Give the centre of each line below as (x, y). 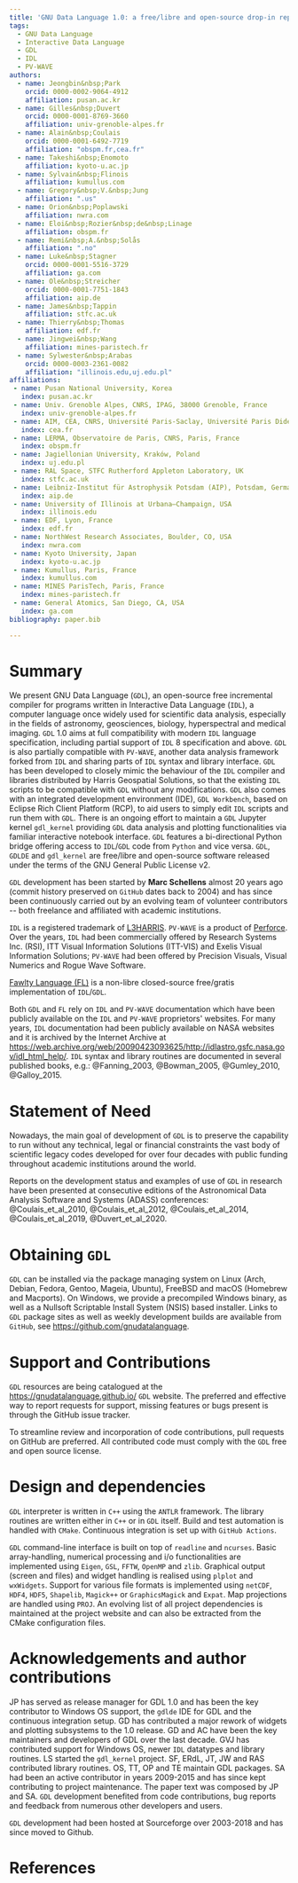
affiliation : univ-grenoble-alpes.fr (95, 125)
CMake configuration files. (58, 1623)
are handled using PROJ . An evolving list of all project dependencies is (136, 1604)
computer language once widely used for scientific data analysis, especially (148, 714)
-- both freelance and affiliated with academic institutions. (115, 911)
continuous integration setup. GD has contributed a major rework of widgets (148, 1721)
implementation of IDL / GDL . (58, 992)
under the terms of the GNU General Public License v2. (110, 865)
